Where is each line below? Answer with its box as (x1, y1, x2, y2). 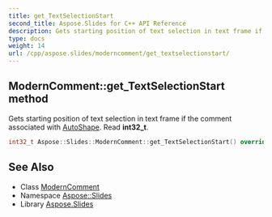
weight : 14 (8, 42, 45, 50)
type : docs (8, 34, 45, 43)
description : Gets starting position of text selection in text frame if (8, 27, 263, 35)
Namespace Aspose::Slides (19, 190, 113, 200)
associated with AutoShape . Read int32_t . (8, 122, 149, 132)
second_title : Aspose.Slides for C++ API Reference (8, 19, 186, 28)
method (8, 92, 49, 106)
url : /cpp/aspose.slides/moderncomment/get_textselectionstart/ (8, 49, 230, 57)
